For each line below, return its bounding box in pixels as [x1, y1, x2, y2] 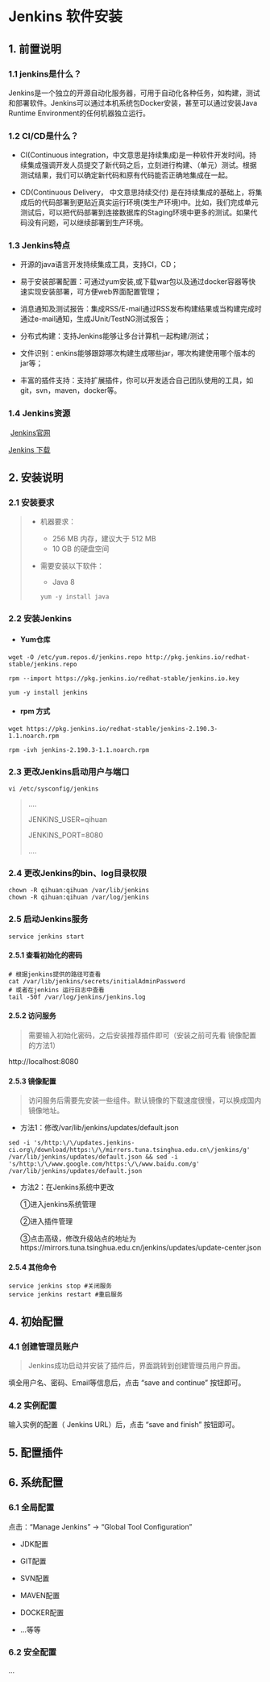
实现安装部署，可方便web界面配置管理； [27, 287, 162, 297]
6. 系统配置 [8, 1475, 64, 1489]
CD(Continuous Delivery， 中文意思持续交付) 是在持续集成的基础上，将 [19, 187, 255, 198]
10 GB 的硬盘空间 [52, 544, 110, 553]
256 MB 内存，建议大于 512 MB [52, 534, 156, 544]
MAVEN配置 [19, 1590, 60, 1600]
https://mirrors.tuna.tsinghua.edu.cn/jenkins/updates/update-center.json [19, 1243, 262, 1253]
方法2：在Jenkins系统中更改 [19, 1183, 114, 1192]
